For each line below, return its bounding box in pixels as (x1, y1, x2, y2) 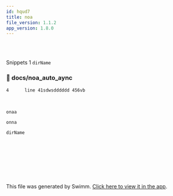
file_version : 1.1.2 (6, 19, 57, 25)
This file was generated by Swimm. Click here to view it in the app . (6, 182, 168, 190)
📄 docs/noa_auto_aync (6, 74, 72, 82)
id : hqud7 (6, 8, 31, 15)
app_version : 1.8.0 (6, 25, 54, 31)
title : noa (6, 14, 33, 20)
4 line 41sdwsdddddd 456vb (6, 87, 85, 93)
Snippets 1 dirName (6, 59, 51, 66)
